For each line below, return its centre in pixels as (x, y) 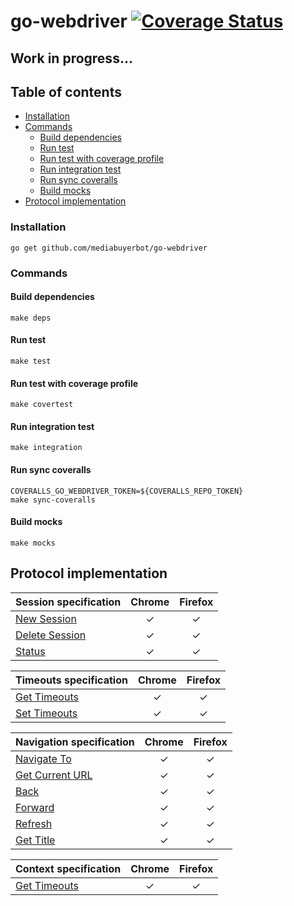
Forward (35, 807)
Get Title (35, 840)
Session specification (68, 602)
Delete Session (51, 635)
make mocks (33, 543)
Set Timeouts (46, 713)
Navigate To (43, 758)
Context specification (68, 868)
